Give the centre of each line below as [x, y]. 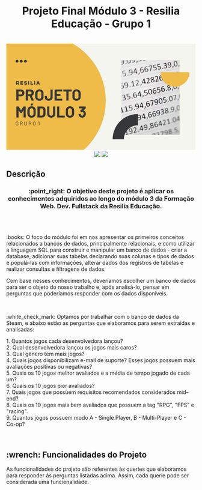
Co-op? [16, 424]
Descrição [26, 174]
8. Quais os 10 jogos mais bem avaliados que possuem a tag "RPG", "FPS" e [100, 405]
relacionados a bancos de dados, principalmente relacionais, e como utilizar [100, 244]
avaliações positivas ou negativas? [49, 367]
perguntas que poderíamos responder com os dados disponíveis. [87, 294]
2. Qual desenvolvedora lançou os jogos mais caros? [72, 348]
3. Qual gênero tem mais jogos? [45, 354]
